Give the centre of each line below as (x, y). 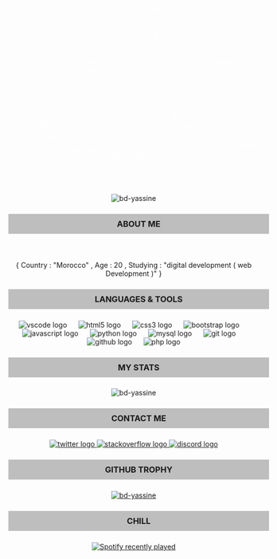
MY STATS (139, 367)
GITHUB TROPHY (138, 470)
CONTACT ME (139, 419)
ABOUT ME (138, 223)
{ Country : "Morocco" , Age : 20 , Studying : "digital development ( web (134, 265)
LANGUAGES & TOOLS (138, 299)
